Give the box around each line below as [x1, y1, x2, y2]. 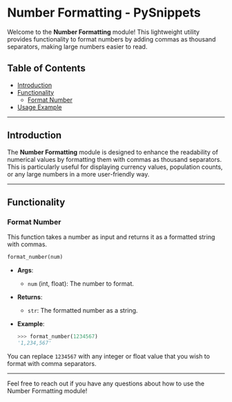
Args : [17, 266, 34, 275]
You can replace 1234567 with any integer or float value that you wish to [7, 351, 211, 360]
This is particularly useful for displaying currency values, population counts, [7, 163, 223, 171]
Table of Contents [7, 62, 86, 74]
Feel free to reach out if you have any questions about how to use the [7, 379, 205, 387]
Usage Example [17, 102, 62, 111]
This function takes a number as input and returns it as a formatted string [7, 233, 215, 241]
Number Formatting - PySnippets [7, 5, 202, 21]
